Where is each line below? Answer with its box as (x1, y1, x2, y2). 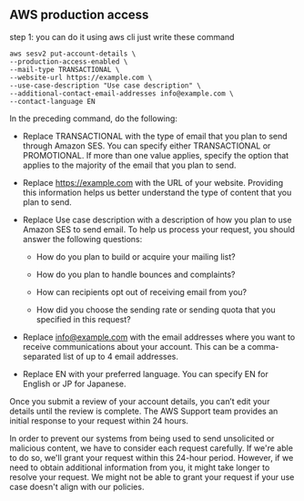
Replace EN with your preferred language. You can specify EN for (22, 368, 269, 379)
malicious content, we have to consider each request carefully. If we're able (9, 442, 294, 454)
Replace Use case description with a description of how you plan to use (22, 214, 292, 225)
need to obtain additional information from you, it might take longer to (9, 462, 270, 473)
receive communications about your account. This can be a (22, 341, 246, 352)
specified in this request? (35, 313, 131, 324)
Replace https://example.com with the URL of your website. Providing (22, 177, 284, 188)
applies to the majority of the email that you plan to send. (22, 159, 237, 170)
